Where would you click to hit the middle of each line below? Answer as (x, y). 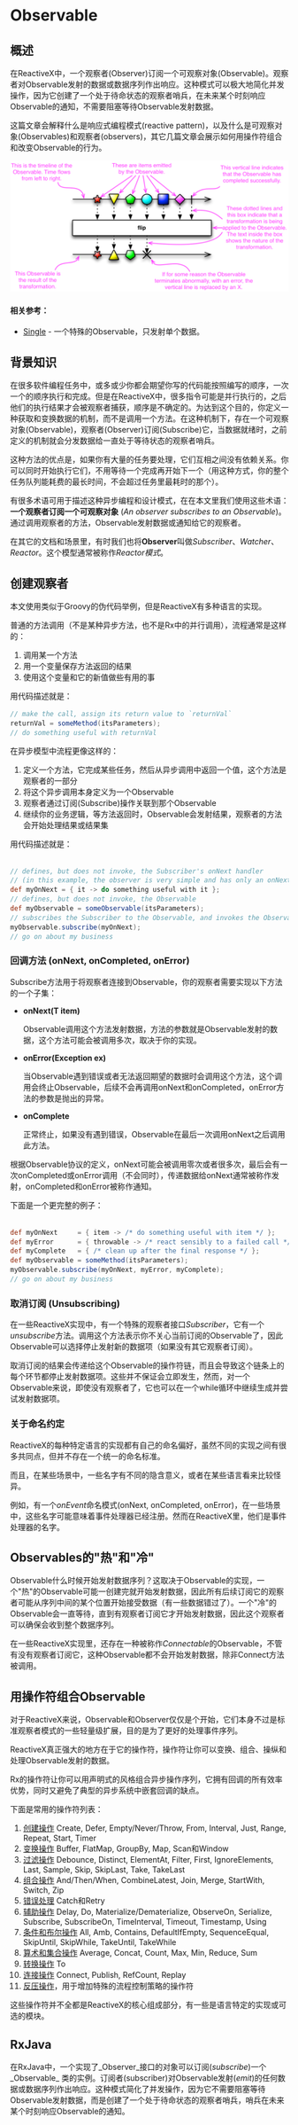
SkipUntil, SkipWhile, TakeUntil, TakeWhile (99, 1942)
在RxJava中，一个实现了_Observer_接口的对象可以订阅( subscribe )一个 (138, 2067)
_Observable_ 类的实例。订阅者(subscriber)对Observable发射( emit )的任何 (144, 2078)
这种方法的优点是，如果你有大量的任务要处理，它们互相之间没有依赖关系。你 (149, 460)
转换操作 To (44, 1964)
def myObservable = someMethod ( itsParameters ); (99, 1261)
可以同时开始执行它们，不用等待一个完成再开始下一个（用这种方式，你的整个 (149, 471)
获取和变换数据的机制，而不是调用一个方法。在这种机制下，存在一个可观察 (153, 418)
